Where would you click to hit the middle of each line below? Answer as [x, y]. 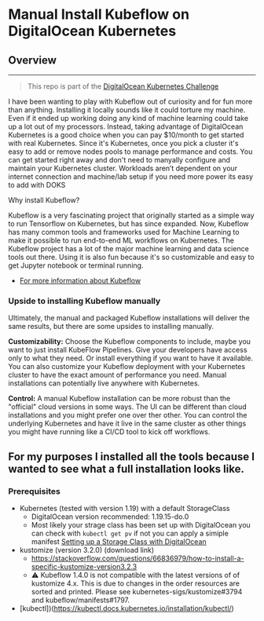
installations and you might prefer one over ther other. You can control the [128, 415]
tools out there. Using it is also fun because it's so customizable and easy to [131, 257]
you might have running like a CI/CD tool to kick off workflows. [109, 432]
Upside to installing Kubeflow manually [84, 301]
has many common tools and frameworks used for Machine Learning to [124, 232]
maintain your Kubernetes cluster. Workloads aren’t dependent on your [123, 168]
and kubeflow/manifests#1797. [81, 600]
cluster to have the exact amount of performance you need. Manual [117, 375]
